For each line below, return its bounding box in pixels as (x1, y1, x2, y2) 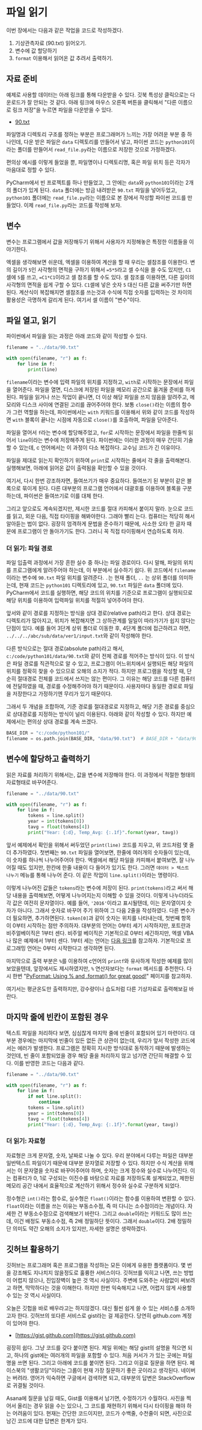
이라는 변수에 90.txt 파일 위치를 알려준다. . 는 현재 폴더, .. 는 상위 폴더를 (6, 574, 177, 581)
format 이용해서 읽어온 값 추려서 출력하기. (14, 54, 113, 62)
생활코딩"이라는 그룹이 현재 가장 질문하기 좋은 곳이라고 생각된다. (29, 1367, 180, 1374)
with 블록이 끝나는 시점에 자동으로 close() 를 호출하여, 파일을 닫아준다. (12, 416, 179, 423)
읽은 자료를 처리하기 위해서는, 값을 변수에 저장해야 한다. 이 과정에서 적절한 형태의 (6, 771, 195, 778)
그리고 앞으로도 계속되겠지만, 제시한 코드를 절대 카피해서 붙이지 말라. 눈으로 (6, 505, 183, 512)
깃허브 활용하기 (6, 1244, 60, 1254)
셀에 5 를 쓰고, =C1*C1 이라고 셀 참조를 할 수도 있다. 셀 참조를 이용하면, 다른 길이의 (6, 273, 194, 280)
